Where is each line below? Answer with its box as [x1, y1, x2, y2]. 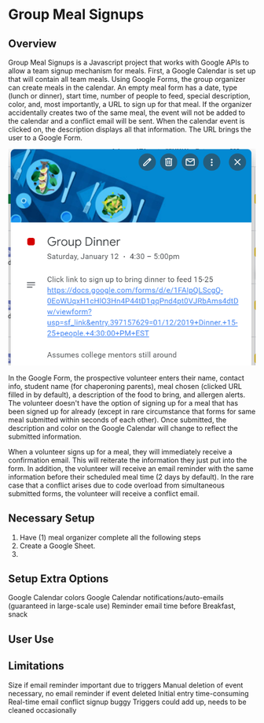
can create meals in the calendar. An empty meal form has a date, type [8, 83, 238, 92]
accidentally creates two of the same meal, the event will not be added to [8, 108, 246, 117]
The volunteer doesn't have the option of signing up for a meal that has [8, 398, 238, 407]
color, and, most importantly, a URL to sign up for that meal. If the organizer [8, 100, 252, 109]
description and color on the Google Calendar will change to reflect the [8, 423, 238, 432]
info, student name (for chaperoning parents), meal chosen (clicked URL [8, 381, 242, 391]
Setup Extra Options [8, 573, 109, 586]
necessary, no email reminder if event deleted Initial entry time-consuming [8, 688, 249, 698]
